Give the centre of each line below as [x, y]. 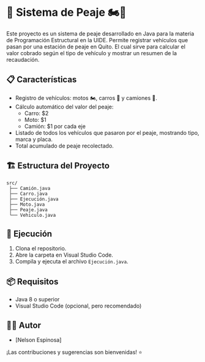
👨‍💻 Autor [24, 325]
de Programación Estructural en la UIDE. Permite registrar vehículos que [97, 40]
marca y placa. [34, 139]
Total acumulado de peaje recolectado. [65, 146]
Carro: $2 [36, 113]
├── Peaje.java [28, 209]
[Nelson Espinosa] [38, 340]
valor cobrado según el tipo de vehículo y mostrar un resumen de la [92, 53]
